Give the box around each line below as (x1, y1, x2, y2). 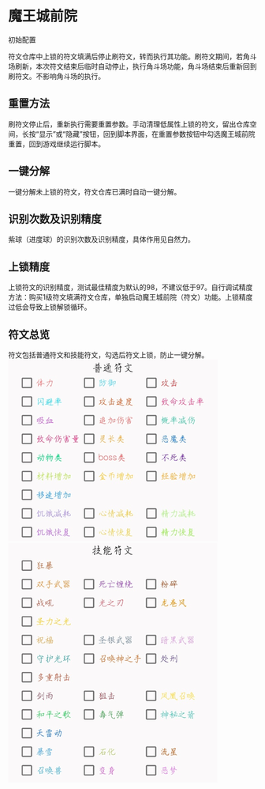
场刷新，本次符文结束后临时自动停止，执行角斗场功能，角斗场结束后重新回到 (8, 61, 257, 71)
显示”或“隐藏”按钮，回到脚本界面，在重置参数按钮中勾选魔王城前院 (39, 129, 256, 138)
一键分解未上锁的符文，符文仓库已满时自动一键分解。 (8, 187, 181, 196)
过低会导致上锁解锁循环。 (8, 302, 91, 312)
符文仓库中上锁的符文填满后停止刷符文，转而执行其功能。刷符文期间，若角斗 (8, 51, 257, 61)
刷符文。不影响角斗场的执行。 (8, 71, 105, 81)
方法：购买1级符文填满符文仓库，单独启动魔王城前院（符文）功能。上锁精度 (8, 293, 253, 302)
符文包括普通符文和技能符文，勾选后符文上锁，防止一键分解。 (8, 350, 209, 360)
